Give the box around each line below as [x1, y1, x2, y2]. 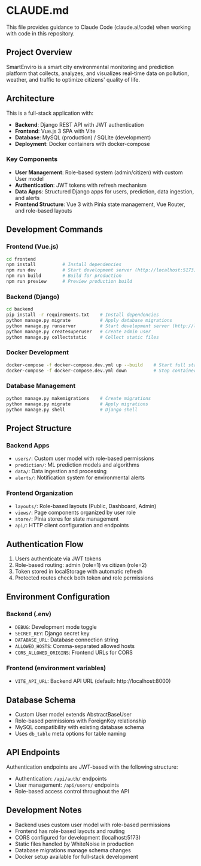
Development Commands [6, 225, 103, 235]
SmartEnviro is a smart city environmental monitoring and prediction [6, 63, 174, 70]
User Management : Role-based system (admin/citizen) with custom [14, 169, 183, 176]
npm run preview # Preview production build [6, 279, 133, 285]
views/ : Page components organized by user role [14, 509, 136, 516]
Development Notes [6, 805, 82, 816]
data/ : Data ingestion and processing [14, 468, 107, 475]
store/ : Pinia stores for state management [14, 515, 119, 522]
